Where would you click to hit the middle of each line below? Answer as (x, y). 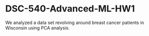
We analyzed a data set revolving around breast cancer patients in (74, 22)
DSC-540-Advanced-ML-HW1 (70, 9)
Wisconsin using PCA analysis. (38, 27)
